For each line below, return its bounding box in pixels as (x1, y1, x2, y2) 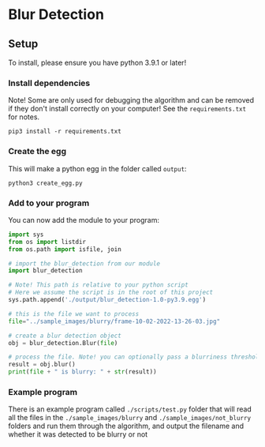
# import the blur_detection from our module (8, 259, 160, 268)
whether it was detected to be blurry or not (8, 430, 148, 439)
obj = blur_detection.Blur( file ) (8, 339, 118, 347)
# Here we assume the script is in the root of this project (8, 288, 214, 297)
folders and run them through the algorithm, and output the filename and (8, 421, 244, 431)
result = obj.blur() (8, 361, 77, 369)
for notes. (8, 112, 40, 122)
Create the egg (8, 146, 67, 157)
